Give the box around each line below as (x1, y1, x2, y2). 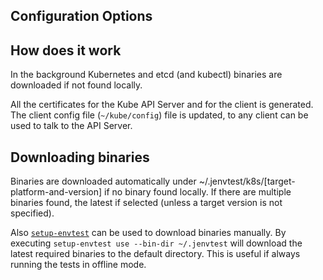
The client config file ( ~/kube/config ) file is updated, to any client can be (10, 109, 309, 121)
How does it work (10, 42, 122, 59)
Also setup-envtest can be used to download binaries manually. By (10, 227, 287, 239)
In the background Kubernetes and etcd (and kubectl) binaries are (10, 69, 283, 81)
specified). (10, 207, 55, 219)
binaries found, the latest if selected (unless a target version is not (10, 197, 283, 209)
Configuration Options (10, 8, 153, 25)
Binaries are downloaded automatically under (10, 175, 197, 188)
